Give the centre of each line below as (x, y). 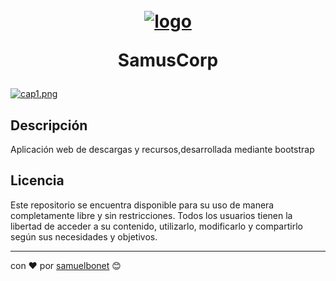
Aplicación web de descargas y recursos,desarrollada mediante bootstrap (162, 149)
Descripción (49, 125)
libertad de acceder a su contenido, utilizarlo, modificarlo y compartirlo (156, 226)
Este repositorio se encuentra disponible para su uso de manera (142, 205)
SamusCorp (168, 60)
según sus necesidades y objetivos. (84, 236)
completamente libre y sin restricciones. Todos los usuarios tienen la (151, 215)
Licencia (37, 180)
